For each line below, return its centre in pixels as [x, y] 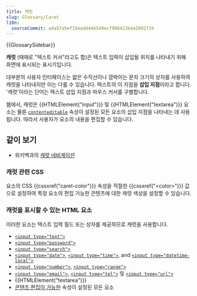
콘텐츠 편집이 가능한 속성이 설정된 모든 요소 [64, 287]
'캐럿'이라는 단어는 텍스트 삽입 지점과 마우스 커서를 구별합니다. [78, 92]
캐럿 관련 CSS [25, 172]
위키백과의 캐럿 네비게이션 [45, 155]
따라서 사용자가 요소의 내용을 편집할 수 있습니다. [78, 120]
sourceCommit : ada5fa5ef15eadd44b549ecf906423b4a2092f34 [83, 28]
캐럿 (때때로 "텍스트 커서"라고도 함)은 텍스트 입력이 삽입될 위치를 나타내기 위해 [96, 57]
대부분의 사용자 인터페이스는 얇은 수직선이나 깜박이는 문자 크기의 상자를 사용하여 [98, 77]
